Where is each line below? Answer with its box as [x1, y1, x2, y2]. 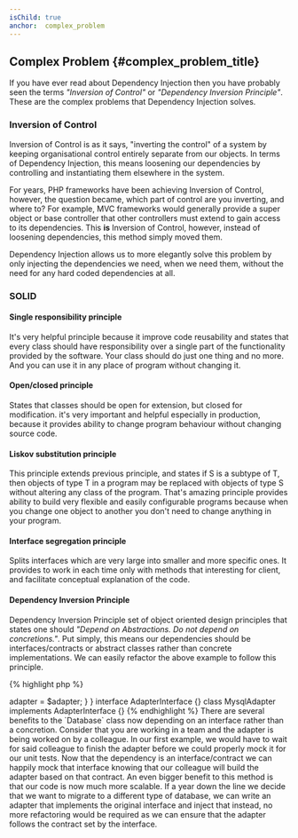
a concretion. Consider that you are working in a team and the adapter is [9, 724, 274, 735]
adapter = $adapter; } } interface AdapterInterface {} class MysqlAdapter [9, 696, 277, 707]
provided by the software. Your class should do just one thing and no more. [9, 350, 285, 360]
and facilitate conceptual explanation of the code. [9, 574, 191, 585]
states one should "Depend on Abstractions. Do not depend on [9, 623, 239, 635]
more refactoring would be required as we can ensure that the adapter [9, 809, 266, 819]
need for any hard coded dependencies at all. [9, 267, 176, 278]
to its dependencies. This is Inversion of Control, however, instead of [9, 222, 261, 233]
